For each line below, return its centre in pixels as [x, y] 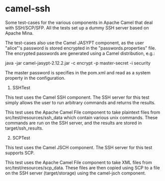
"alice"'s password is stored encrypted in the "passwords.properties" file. [81, 48]
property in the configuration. [35, 78]
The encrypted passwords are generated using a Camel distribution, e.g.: [80, 53]
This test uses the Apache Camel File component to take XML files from [79, 162]
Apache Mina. [19, 33]
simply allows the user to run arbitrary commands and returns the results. [80, 102]
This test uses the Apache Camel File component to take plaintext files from [83, 112]
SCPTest [21, 138]
